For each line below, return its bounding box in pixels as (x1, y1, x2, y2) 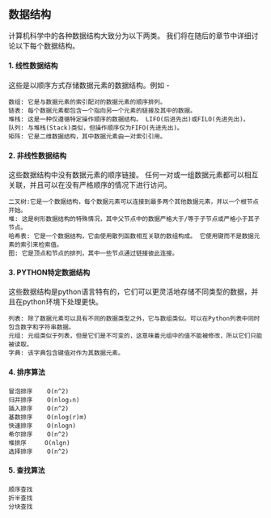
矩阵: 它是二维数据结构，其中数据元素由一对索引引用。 (8, 133, 167, 141)
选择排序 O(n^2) (8, 448, 70, 456)
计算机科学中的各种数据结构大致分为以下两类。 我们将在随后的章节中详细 (8, 31, 252, 40)
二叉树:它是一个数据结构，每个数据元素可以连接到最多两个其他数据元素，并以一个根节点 (8, 197, 259, 206)
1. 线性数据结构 (8, 61, 58, 70)
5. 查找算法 (8, 465, 45, 475)
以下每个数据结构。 (15, 40, 79, 50)
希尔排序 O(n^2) (8, 430, 70, 439)
